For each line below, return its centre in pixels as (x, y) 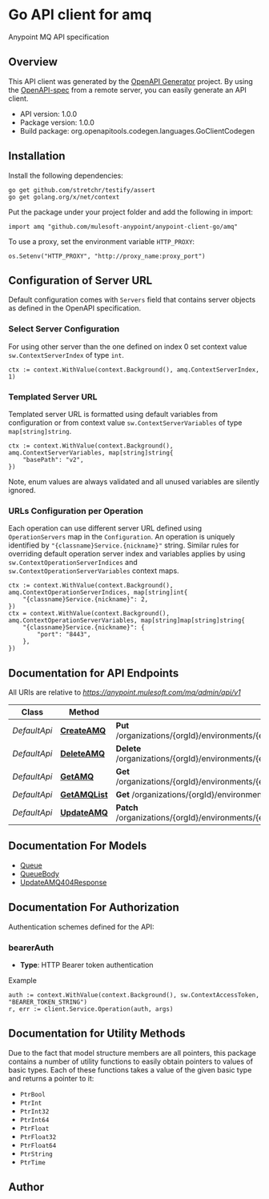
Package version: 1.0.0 (57, 122)
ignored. (22, 490)
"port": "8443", (64, 635)
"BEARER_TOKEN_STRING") (48, 1002)
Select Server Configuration (64, 329)
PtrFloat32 (38, 1137)
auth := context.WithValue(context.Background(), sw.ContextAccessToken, (134, 995)
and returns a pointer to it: (51, 1078)
